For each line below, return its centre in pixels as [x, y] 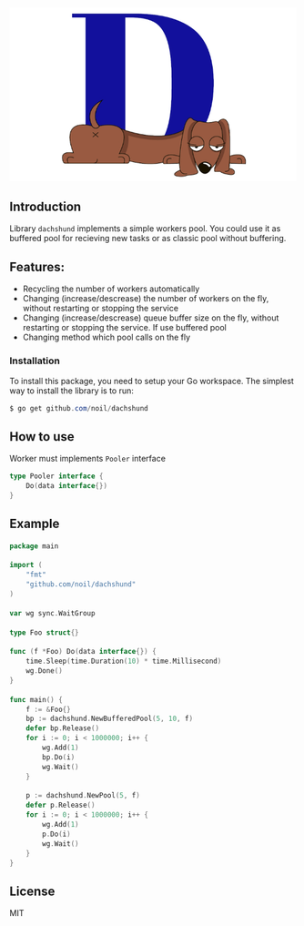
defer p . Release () [61, 805]
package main [34, 546]
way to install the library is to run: [72, 391]
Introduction [46, 206]
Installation [35, 361]
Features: [37, 267]
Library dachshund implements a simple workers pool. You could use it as [145, 229]
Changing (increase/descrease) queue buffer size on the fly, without [151, 318]
